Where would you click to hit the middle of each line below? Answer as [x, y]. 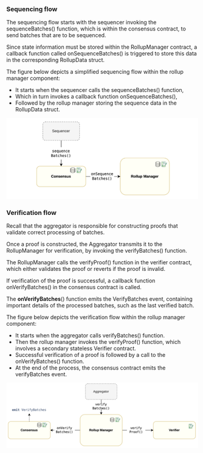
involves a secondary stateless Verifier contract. [76, 348]
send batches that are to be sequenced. [56, 35]
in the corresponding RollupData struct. [56, 60]
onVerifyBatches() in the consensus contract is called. [74, 287]
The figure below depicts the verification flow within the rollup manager [96, 317]
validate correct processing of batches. [56, 232]
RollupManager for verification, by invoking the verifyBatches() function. [97, 250]
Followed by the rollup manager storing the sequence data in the [96, 103]
